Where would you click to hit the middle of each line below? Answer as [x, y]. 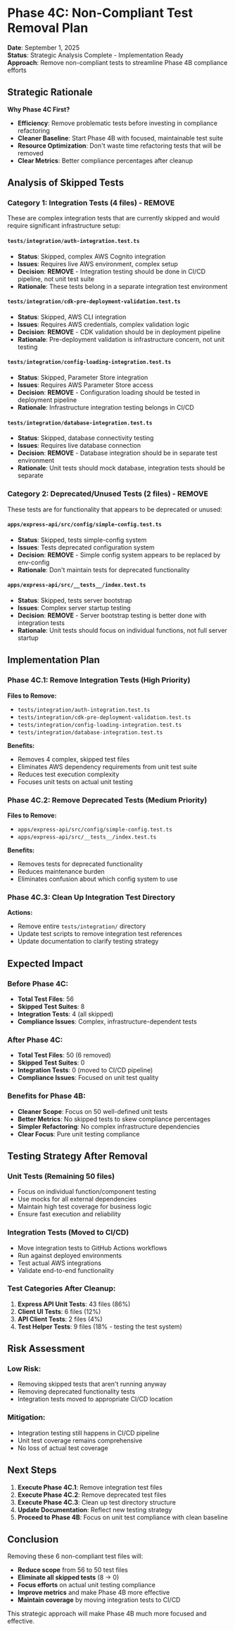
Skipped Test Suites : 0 [51, 1063]
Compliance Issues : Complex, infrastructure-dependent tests [107, 1021]
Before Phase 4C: [38, 983]
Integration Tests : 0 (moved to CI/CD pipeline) [85, 1070]
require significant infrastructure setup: [64, 226]
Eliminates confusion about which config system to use [97, 879]
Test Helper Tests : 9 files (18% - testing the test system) [100, 1327]
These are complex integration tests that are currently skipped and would [114, 218]
